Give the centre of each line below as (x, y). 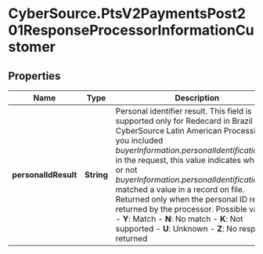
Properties (34, 76)
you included (139, 140)
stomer (32, 47)
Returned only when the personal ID (182, 199)
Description (197, 98)
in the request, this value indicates (178, 160)
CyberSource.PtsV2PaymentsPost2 (127, 14)
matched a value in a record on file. (180, 189)
